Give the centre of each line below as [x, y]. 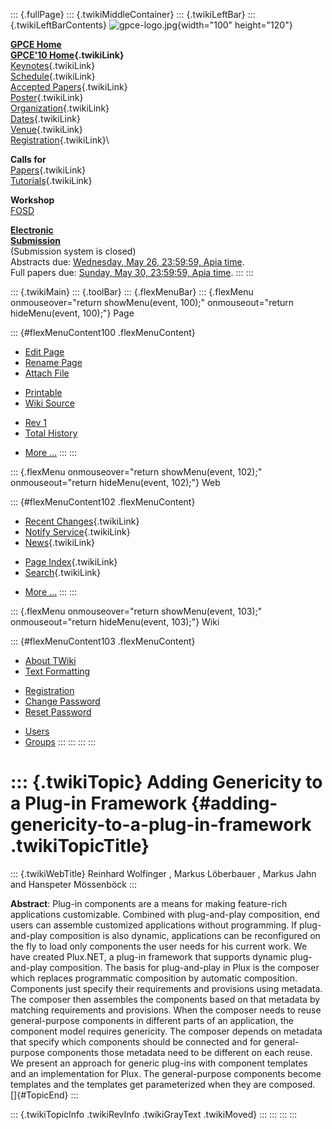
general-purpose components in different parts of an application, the [152, 1020]
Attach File [47, 373]
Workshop [32, 200]
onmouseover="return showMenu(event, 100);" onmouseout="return [152, 302]
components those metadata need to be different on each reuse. [179, 1052]
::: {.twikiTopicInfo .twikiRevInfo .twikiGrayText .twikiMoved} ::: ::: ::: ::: [154, 1114]
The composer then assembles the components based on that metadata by [165, 999]
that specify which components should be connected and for [136, 1041]
